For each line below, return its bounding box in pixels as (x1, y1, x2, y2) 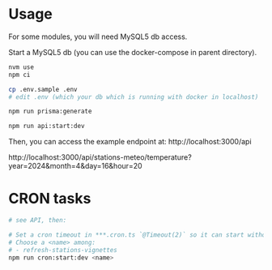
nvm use (8, 62, 35, 71)
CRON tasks (8, 190, 91, 208)
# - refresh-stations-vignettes (8, 246, 117, 254)
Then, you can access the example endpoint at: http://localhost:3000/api (8, 137, 253, 147)
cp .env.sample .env (8, 85, 79, 93)
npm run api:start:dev (8, 122, 85, 131)
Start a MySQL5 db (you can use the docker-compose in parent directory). (8, 47, 257, 57)
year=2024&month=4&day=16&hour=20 (8, 161, 143, 171)
